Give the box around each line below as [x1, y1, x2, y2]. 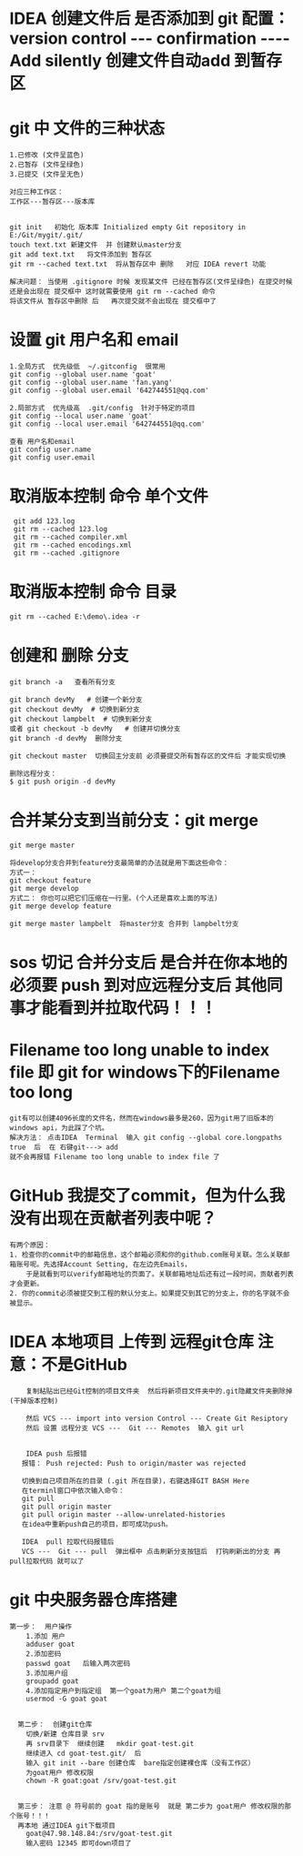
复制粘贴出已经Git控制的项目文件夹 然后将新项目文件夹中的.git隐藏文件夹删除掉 [25, 1387, 293, 1396]
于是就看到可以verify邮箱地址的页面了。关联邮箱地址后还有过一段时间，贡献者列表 [25, 1269, 294, 1278]
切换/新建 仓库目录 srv [25, 1730, 105, 1739]
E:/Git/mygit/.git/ [9, 231, 84, 240]
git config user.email [9, 453, 96, 462]
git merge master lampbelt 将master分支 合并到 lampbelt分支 [9, 919, 239, 928]
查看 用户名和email [9, 438, 76, 447]
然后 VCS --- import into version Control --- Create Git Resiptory [25, 1414, 288, 1423]
